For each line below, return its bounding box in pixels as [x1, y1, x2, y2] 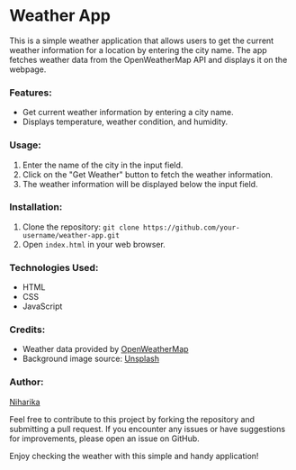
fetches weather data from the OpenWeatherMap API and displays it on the [9, 54, 288, 65]
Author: [9, 375, 44, 388]
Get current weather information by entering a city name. [22, 107, 234, 118]
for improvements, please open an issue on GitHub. [9, 433, 200, 444]
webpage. [9, 64, 47, 75]
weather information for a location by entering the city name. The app [9, 44, 267, 55]
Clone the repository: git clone [22, 221, 139, 232]
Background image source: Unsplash [22, 353, 160, 365]
